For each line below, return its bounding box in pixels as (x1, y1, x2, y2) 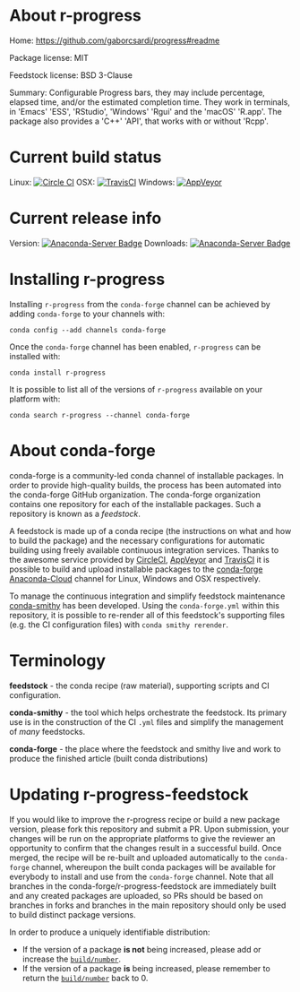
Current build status (9, 147, 162, 168)
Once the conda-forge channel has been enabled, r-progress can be (9, 341, 261, 352)
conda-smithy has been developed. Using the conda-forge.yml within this (9, 600, 280, 610)
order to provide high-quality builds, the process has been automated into (9, 479, 282, 490)
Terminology (9, 651, 106, 670)
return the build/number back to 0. (21, 972, 149, 983)
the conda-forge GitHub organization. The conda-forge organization (9, 489, 261, 500)
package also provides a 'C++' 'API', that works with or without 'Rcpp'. (9, 116, 269, 126)
